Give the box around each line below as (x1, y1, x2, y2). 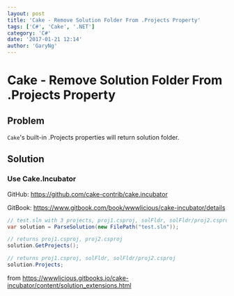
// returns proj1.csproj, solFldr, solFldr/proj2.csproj (7, 255, 176, 262)
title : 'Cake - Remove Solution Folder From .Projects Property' (7, 17, 201, 24)
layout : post (7, 10, 45, 17)
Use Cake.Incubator (7, 174, 77, 184)
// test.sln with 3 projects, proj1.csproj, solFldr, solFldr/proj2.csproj (7, 217, 232, 224)
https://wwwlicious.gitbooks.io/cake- (22, 274, 129, 282)
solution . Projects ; (7, 261, 64, 268)
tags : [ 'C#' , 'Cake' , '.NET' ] (7, 23, 95, 30)
